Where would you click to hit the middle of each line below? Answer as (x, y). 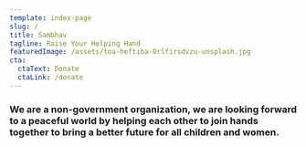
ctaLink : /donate (51, 78)
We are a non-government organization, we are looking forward (153, 109)
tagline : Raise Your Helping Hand (75, 43)
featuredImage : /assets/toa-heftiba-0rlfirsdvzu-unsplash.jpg (130, 52)
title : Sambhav (38, 35)
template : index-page (51, 18)
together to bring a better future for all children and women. (145, 131)
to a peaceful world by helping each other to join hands (134, 121)
